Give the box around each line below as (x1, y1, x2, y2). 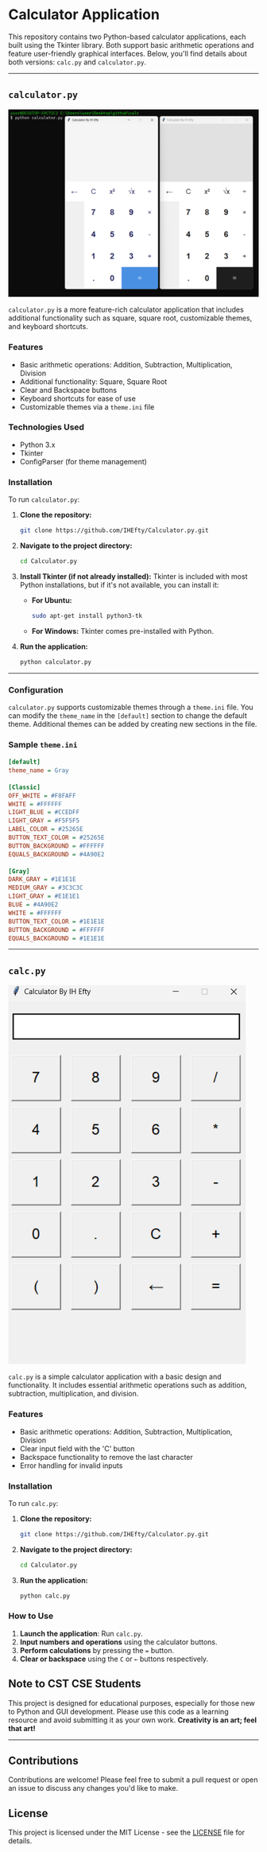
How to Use (8, 1610, 54, 1621)
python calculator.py (19, 658, 91, 666)
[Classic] (8, 783, 41, 791)
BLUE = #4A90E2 (8, 901, 59, 909)
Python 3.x (19, 440, 56, 449)
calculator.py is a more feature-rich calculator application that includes (8, 305, 244, 315)
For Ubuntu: (31, 595, 73, 605)
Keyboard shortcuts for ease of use (19, 394, 137, 403)
